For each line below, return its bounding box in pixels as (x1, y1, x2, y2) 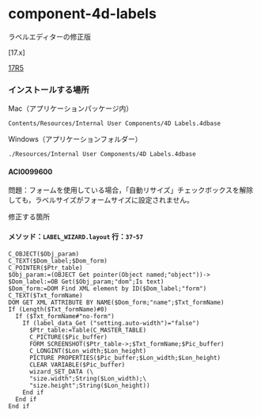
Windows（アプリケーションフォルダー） (8, 135, 142, 144)
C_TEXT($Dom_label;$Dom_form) (8, 256, 108, 265)
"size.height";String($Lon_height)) (28, 381, 150, 389)
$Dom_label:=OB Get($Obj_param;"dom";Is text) (8, 278, 165, 286)
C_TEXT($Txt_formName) (8, 291, 83, 299)
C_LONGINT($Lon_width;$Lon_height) (28, 347, 147, 354)
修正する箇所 (8, 212, 50, 222)
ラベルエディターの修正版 (8, 32, 92, 41)
